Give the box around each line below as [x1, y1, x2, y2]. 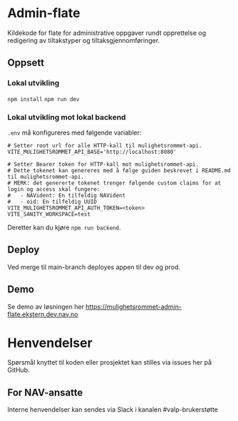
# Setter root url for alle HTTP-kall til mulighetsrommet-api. [7, 142, 202, 149]
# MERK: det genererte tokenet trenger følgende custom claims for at [7, 180, 222, 187]
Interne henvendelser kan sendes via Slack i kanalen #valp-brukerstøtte [7, 405, 219, 414]
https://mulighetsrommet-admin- [85, 302, 182, 311]
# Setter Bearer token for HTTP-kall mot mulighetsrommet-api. [7, 160, 200, 168]
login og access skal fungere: [7, 185, 100, 193]
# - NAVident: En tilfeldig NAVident [7, 192, 126, 199]
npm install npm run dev [7, 95, 80, 103]
